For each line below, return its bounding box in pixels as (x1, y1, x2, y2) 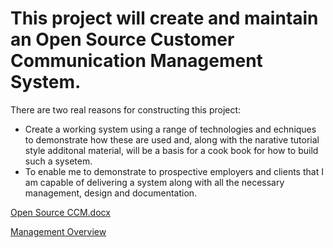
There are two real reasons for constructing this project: (10, 103, 242, 116)
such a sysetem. (24, 155, 93, 167)
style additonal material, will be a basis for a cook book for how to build (24, 144, 319, 156)
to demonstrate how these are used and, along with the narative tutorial (24, 133, 320, 146)
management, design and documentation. (24, 187, 198, 199)
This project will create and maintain (10, 7, 319, 30)
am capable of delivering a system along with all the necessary (24, 176, 285, 188)
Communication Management (10, 50, 263, 72)
